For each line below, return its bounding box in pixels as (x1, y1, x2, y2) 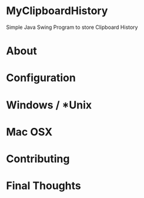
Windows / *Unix (6, 98, 92, 111)
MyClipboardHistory (6, 4, 108, 18)
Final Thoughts (6, 179, 81, 193)
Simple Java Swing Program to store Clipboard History (6, 24, 138, 31)
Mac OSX (6, 125, 53, 138)
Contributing (6, 152, 70, 166)
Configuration (6, 71, 76, 85)
